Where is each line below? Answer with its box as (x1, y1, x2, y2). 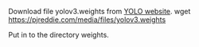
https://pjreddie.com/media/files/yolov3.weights (8, 15, 166, 24)
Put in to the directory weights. (8, 31, 109, 39)
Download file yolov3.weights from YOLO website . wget (8, 7, 191, 16)
